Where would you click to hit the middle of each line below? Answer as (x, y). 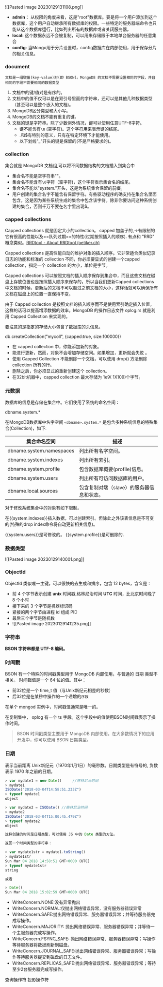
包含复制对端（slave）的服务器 (114, 488)
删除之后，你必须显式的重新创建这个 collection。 (61, 371)
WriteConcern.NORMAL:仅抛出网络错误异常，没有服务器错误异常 (77, 908)
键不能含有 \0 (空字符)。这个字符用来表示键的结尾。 (71, 129)
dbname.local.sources (33, 491)
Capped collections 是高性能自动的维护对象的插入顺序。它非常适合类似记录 (80, 253)
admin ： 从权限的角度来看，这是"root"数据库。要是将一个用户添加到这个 (85, 17)
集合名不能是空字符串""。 (37, 176)
